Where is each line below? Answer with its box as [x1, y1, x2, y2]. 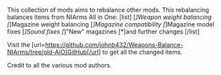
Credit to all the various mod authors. [7, 61, 112, 69]
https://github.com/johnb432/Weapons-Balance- [44, 41, 183, 48]
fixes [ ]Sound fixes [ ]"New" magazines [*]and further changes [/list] [7, 27, 200, 35]
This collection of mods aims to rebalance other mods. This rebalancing [7, 6, 209, 14]
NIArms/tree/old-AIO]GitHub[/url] [7, 48, 101, 56]
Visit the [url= [7, 41, 46, 48]
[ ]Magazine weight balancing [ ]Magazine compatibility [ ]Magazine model [7, 20, 214, 28]
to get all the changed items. [102, 48, 183, 56]
